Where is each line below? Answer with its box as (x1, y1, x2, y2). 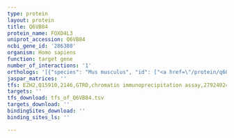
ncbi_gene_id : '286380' (7, 43, 77, 49)
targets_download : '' (7, 101, 70, 108)
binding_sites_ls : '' (7, 114, 70, 121)
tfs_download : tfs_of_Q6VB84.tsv (7, 95, 104, 102)
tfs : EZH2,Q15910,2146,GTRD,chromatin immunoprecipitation (7, 82, 182, 89)
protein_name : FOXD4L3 (7, 29, 73, 37)
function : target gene (7, 56, 73, 63)
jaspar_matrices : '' (7, 75, 68, 82)
